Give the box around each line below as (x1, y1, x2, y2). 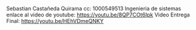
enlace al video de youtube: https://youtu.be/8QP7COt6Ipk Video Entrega (6, 11, 190, 18)
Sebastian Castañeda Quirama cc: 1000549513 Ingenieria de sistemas (6, 5, 181, 12)
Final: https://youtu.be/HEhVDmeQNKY (6, 18, 104, 24)
